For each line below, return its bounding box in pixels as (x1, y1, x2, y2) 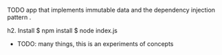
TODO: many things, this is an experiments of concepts (16, 40, 174, 47)
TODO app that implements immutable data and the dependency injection (7, 6, 215, 14)
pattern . (7, 13, 32, 21)
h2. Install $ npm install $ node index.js (7, 27, 118, 34)
